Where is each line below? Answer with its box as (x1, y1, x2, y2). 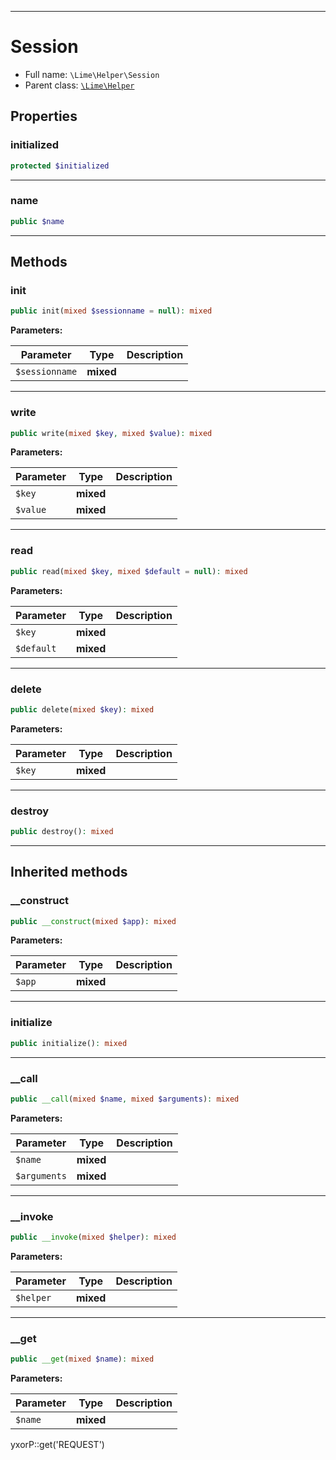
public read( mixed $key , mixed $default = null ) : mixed (10, 566, 248, 576)
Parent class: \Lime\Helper (24, 79, 135, 91)
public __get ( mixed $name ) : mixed (10, 1354, 155, 1365)
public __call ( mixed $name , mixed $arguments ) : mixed (10, 1094, 240, 1104)
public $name (10, 216, 65, 226)
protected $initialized (10, 161, 110, 171)
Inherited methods (10, 864, 128, 881)
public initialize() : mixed (10, 1038, 128, 1048)
